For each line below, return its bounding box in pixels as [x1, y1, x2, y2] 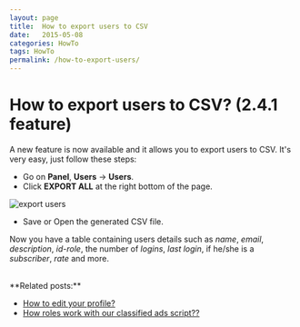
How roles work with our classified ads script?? [22, 307, 200, 318]
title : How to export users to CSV [9, 22, 148, 31]
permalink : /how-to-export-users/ [9, 55, 141, 64]
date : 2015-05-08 [9, 30, 84, 39]
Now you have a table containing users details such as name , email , [9, 233, 265, 244]
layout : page [9, 13, 59, 23]
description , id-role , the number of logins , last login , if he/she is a [9, 243, 255, 254]
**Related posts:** [9, 280, 82, 291]
